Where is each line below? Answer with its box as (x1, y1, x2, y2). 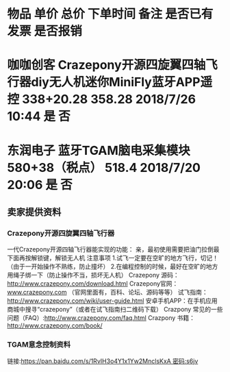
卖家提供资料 (7, 206, 62, 218)
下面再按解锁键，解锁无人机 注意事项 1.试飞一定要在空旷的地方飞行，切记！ (7, 254, 219, 262)
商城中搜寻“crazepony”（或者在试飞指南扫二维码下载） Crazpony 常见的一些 (7, 306, 223, 314)
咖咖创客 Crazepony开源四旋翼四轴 (7, 58, 206, 73)
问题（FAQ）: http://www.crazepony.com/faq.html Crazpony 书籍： (7, 314, 196, 322)
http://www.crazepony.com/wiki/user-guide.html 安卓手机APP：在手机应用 (7, 297, 218, 305)
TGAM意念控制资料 (7, 340, 71, 349)
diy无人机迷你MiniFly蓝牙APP (31, 75, 201, 90)
